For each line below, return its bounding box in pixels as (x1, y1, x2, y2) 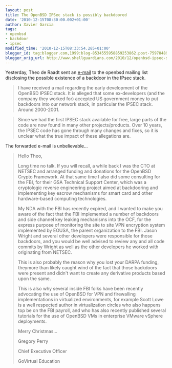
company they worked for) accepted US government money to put (17, 96, 159, 102)
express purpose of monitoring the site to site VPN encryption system (17, 222, 165, 228)
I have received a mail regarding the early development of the (17, 85, 148, 91)
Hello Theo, (17, 153, 42, 159)
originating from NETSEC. (17, 249, 73, 255)
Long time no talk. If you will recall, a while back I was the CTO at (17, 163, 155, 169)
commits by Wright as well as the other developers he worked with (17, 244, 159, 250)
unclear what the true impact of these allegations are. (17, 133, 131, 139)
